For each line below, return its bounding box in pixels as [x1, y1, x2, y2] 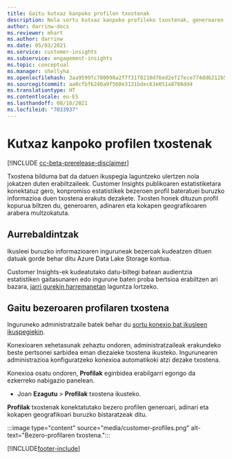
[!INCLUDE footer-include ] [7, 445, 81, 453]
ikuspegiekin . [7, 328, 46, 336]
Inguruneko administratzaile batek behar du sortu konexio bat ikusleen [7, 320, 208, 329]
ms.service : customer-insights [7, 49, 97, 56]
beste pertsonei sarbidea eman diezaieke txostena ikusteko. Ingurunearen [7, 349, 218, 357]
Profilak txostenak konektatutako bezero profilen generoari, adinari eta [7, 403, 209, 411]
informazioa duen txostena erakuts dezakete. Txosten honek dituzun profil [7, 194, 219, 202]
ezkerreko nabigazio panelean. [7, 376, 95, 385]
